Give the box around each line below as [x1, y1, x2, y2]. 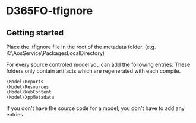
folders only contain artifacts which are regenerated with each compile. [6, 67, 181, 75]
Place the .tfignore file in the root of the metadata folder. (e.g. [6, 43, 156, 50]
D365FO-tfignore [6, 4, 93, 18]
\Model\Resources [6, 84, 49, 90]
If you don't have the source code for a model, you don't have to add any [6, 105, 185, 112]
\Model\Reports [6, 79, 44, 85]
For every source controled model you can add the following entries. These [6, 61, 191, 68]
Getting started [6, 28, 64, 38]
